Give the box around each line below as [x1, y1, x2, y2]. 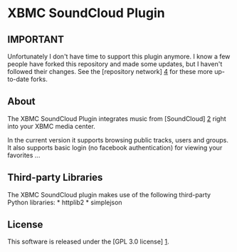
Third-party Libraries [7, 172, 103, 184]
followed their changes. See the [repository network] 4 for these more [7, 68, 214, 75]
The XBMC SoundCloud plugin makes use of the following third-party [7, 190, 211, 199]
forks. [31, 75, 48, 83]
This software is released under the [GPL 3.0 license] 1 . [7, 237, 169, 246]
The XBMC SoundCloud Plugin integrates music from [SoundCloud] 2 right [7, 114, 226, 122]
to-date [7, 75, 30, 83]
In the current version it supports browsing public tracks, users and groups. [7, 135, 229, 144]
